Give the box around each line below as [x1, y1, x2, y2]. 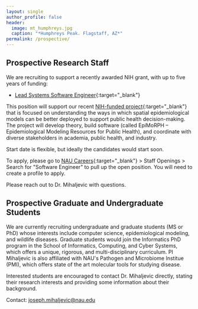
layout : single [6, 8, 44, 15]
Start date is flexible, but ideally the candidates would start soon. [6, 145, 164, 152]
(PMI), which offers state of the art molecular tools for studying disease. [6, 261, 181, 268]
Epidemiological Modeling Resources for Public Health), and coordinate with [6, 128, 191, 135]
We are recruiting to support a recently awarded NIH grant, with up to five [6, 73, 186, 80]
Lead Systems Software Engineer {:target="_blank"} [14, 91, 141, 98]
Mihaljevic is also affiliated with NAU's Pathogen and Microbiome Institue [6, 255, 184, 262]
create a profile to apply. [6, 170, 66, 177]
